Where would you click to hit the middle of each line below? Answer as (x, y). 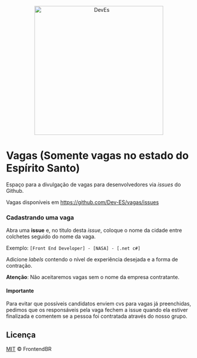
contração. (19, 266)
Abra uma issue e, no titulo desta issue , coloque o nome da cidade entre (94, 231)
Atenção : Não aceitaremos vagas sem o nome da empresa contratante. (93, 277)
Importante (20, 290)
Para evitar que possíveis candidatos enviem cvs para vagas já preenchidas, (98, 304)
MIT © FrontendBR (29, 349)
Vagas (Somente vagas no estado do (98, 156)
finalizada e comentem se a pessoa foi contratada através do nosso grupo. (97, 316)
